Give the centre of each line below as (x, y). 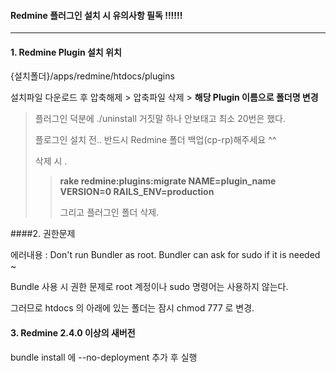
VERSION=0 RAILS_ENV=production (137, 192)
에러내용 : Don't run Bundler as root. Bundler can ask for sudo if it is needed (165, 255)
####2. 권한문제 (43, 234)
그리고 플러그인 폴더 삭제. (109, 212)
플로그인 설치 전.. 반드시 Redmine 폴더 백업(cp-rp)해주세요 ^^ (155, 140)
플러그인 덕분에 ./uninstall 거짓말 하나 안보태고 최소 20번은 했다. (160, 119)
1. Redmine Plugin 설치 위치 (66, 52)
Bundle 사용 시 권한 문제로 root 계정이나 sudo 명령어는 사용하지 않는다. (149, 287)
